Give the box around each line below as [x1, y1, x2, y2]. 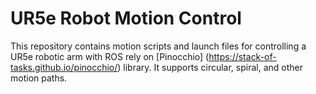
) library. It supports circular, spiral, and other [117, 61, 303, 73]
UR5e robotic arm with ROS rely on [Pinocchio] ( [10, 50, 210, 62]
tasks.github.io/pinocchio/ [10, 61, 118, 73]
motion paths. [10, 72, 68, 84]
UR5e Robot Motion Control [10, 7, 242, 30]
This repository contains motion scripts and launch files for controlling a [10, 40, 307, 52]
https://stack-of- [208, 50, 277, 62]
